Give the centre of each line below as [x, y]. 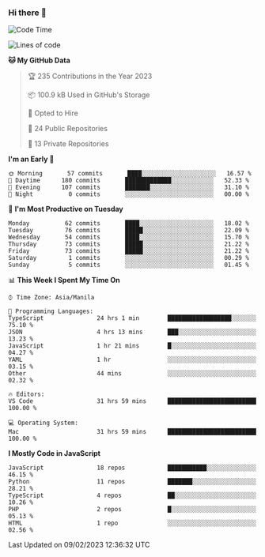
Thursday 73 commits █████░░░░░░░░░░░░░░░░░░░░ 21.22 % [129, 244]
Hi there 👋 [28, 13]
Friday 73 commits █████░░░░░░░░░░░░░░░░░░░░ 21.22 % [129, 251]
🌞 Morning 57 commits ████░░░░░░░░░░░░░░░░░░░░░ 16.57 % [130, 174]
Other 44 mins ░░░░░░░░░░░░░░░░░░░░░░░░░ [132, 374]
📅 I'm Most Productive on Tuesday [66, 209]
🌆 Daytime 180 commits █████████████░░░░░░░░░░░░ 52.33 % [129, 181]
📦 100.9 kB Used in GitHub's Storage [89, 95]
